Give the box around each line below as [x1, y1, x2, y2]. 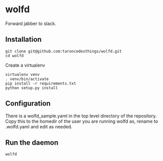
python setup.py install [5, 85, 58, 90]
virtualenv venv [5, 72, 40, 77]
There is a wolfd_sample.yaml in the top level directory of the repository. [5, 113, 157, 119]
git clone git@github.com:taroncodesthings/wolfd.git [5, 48, 122, 54]
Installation [5, 35, 42, 44]
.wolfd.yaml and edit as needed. [5, 123, 73, 129]
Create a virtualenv [5, 62, 45, 68]
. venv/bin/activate [5, 76, 49, 82]
